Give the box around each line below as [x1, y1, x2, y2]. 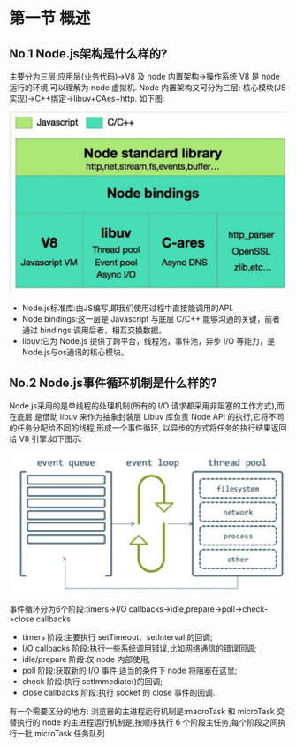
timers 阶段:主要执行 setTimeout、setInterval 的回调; [21, 631, 213, 642]
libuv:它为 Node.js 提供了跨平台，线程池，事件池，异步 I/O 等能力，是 [21, 336, 276, 347]
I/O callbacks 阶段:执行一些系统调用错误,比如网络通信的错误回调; [21, 643, 257, 653]
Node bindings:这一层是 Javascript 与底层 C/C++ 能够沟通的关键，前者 [21, 314, 281, 324]
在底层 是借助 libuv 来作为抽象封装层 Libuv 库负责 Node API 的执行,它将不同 [9, 412, 285, 423]
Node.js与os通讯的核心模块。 [21, 347, 130, 358]
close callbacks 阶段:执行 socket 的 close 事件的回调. [21, 687, 216, 697]
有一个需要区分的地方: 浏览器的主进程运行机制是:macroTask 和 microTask [9, 705, 276, 716]
